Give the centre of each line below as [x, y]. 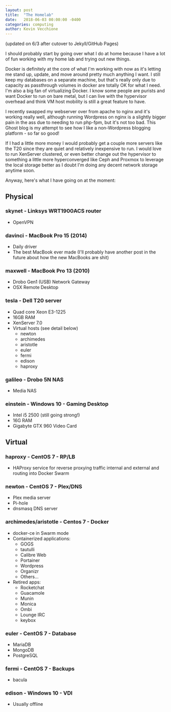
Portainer [30, 560]
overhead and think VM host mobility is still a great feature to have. [76, 102]
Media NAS [25, 391]
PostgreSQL [25, 655]
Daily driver [25, 247]
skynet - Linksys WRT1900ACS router [53, 211]
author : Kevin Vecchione [32, 29]
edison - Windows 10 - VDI [39, 693]
